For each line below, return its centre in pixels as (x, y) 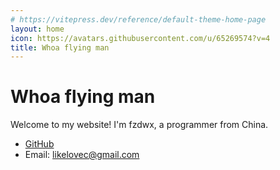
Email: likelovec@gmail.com (82, 155)
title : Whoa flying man (60, 47)
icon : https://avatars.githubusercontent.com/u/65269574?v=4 (140, 38)
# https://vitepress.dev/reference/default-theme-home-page (138, 19)
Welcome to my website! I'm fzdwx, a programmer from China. (139, 125)
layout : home (37, 29)
